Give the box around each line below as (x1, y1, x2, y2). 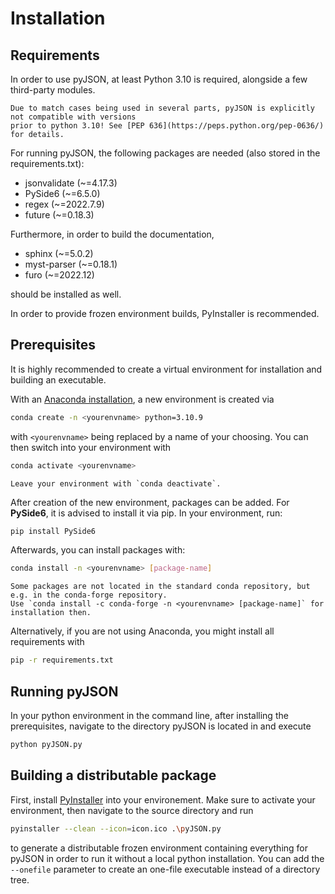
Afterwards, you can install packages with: (10, 544, 186, 556)
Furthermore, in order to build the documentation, (10, 228, 215, 240)
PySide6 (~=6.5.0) (24, 188, 101, 199)
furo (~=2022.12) (24, 269, 95, 281)
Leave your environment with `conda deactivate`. (10, 478, 222, 489)
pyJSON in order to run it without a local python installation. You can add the (10, 852, 325, 864)
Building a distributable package (10, 767, 217, 784)
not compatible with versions (10, 112, 137, 122)
